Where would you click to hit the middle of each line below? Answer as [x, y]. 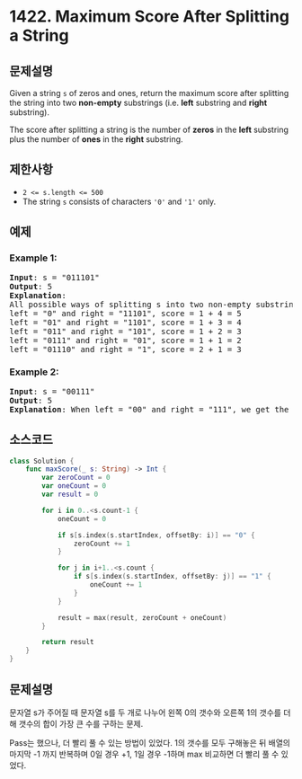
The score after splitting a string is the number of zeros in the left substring [149, 129]
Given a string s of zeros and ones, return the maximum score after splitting [149, 93]
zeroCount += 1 [102, 544]
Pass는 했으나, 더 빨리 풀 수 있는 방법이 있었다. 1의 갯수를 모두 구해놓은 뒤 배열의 [150, 742]
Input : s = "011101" [55, 277]
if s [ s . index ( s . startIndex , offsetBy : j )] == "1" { [172, 577]
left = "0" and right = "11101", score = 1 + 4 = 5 [126, 313]
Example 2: [34, 372]
